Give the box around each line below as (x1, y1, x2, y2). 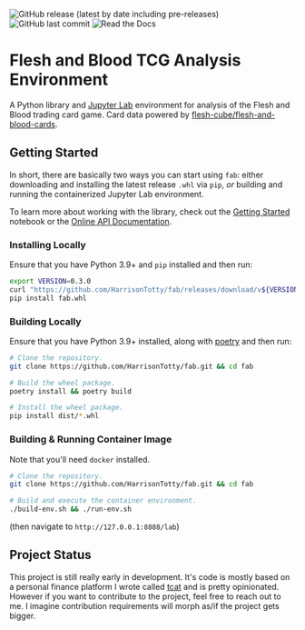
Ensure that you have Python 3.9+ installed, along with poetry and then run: (9, 335, 292, 346)
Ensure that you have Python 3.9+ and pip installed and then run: (9, 259, 253, 270)
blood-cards (9, 118, 56, 129)
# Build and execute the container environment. (9, 496, 197, 505)
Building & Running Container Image (9, 433, 172, 445)
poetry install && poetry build (9, 386, 132, 395)
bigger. (9, 610, 36, 621)
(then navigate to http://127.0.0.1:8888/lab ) (9, 521, 180, 532)
